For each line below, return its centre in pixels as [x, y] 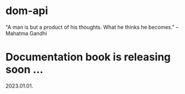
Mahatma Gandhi [27, 33]
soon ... [24, 70]
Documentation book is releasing [88, 57]
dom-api [27, 11]
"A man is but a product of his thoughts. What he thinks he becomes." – [92, 27]
